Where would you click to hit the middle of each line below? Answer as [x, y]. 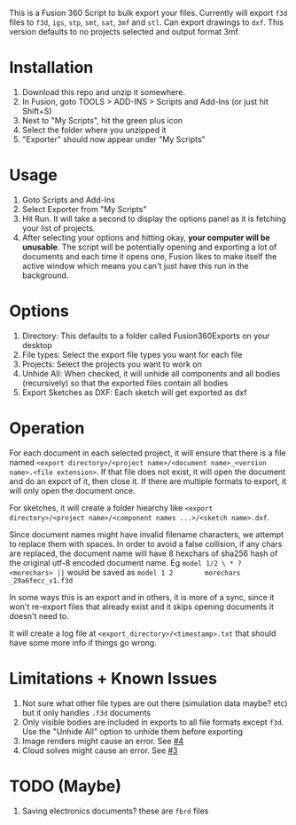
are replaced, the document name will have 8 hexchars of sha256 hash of [144, 553]
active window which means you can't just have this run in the [136, 266]
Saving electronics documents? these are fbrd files [115, 811]
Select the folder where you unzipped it [94, 130]
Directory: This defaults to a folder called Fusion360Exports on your [146, 336]
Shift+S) [37, 111]
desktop [37, 345]
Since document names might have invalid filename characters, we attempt [147, 534]
